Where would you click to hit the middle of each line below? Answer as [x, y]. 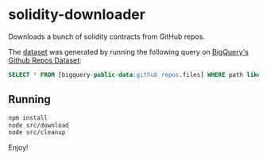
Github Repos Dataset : [45, 60]
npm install [28, 118]
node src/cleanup [37, 132]
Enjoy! [19, 147]
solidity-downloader [77, 15]
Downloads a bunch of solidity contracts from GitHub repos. [106, 36]
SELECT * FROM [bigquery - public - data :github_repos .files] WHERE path [126, 74]
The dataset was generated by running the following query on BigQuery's [128, 51]
